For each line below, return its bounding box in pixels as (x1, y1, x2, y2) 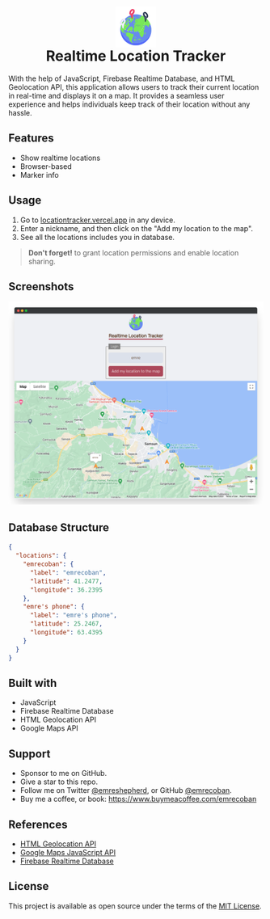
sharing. (27, 256, 57, 266)
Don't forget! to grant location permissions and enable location (27, 247, 239, 257)
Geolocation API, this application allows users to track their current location (8, 82, 259, 91)
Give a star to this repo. (19, 777, 99, 786)
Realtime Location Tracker (45, 47, 226, 65)
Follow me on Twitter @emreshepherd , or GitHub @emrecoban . (19, 786, 232, 795)
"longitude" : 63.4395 (29, 629, 103, 637)
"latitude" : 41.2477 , (29, 577, 103, 585)
